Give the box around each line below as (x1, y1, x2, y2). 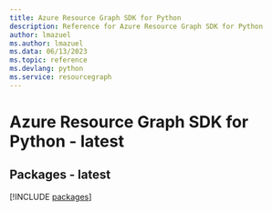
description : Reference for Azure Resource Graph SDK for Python (9, 22, 263, 31)
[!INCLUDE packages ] (9, 191, 92, 202)
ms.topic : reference (9, 55, 89, 65)
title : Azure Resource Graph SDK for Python (9, 13, 182, 23)
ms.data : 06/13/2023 (9, 47, 89, 56)
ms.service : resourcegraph (9, 73, 112, 82)
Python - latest (9, 131, 125, 151)
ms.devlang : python (9, 65, 84, 74)
